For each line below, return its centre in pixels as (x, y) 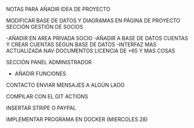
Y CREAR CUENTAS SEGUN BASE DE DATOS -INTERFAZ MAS (81, 45)
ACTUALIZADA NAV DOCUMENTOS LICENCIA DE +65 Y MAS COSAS (91, 51)
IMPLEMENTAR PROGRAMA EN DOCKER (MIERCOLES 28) (77, 119)
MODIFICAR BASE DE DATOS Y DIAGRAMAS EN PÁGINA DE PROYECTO (93, 20)
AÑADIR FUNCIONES (40, 73)
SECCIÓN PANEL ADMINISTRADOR (49, 62)
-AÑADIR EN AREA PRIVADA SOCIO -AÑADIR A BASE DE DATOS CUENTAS (97, 38)
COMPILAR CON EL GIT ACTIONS (47, 96)
